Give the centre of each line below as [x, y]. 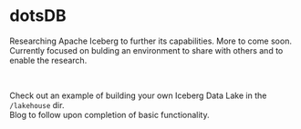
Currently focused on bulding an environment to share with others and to [146, 50]
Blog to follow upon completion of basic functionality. [109, 114]
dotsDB [38, 16]
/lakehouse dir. [37, 104]
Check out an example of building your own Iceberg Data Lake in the [138, 95]
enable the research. [48, 60]
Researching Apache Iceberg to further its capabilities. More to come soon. [150, 41]
